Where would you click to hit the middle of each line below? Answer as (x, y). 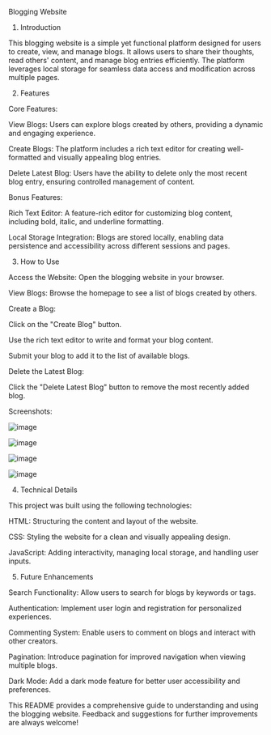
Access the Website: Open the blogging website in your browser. (116, 277)
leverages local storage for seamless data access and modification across (132, 69)
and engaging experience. (52, 133)
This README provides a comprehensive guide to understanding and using (133, 705)
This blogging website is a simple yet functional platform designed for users (135, 43)
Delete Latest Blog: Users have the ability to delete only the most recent (128, 173)
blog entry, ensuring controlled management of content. (102, 182)
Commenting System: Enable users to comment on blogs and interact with (132, 632)
